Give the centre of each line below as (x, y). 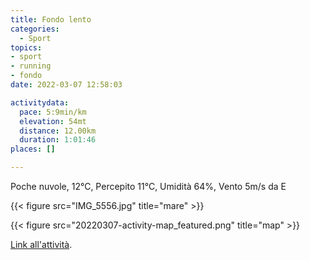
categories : (35, 29)
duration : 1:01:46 (58, 140)
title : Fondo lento (51, 19)
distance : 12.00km (58, 131)
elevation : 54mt (53, 121)
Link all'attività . (41, 244)
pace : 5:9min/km (53, 112)
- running (31, 66)
